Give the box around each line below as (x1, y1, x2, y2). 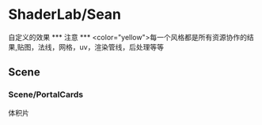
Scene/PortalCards (8, 89, 84, 100)
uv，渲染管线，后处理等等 (79, 42, 165, 52)
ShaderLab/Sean (8, 6, 121, 24)
